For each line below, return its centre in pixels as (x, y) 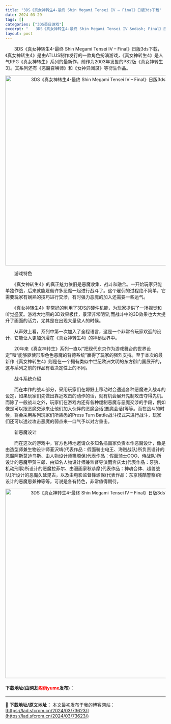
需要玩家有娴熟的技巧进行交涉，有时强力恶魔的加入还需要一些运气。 (77, 297)
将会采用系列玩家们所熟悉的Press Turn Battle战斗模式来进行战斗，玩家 (88, 415)
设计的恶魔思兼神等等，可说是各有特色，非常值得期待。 (63, 481)
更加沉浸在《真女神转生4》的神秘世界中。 (76, 338)
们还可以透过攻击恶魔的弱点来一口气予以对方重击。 (59, 421)
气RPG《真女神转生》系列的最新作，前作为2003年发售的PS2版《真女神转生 (84, 61)
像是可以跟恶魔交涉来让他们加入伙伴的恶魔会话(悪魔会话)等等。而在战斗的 (83, 408)
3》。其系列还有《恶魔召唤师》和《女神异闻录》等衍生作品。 (68, 68)
